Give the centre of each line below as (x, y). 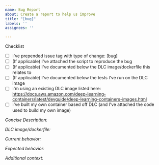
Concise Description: (26, 120)
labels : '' (16, 23)
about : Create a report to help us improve (50, 14)
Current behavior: (23, 139)
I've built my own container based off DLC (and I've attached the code (83, 104)
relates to (22, 72)
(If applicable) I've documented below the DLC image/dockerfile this (81, 67)
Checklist (15, 46)
